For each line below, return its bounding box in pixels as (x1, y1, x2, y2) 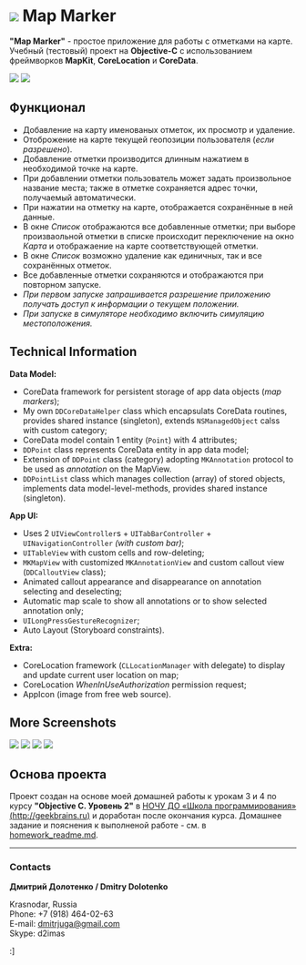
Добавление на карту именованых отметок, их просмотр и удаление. (22, 124, 296, 135)
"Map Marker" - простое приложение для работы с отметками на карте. (9, 36, 293, 46)
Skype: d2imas (9, 928, 66, 939)
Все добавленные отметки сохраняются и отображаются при (22, 269, 264, 280)
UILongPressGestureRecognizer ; (22, 615, 140, 625)
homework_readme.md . (9, 829, 98, 840)
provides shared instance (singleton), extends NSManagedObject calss (22, 415, 280, 426)
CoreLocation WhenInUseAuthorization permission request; (22, 679, 248, 690)
